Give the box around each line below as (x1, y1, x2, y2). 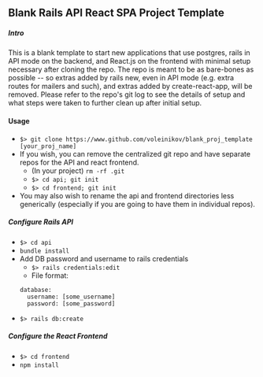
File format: (31, 271, 69, 280)
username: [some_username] (27, 293, 116, 301)
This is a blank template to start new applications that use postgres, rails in (8, 48, 250, 57)
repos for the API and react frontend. (19, 157, 139, 167)
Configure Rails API (8, 217, 73, 227)
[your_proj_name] (19, 142, 77, 150)
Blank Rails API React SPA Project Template (8, 6, 224, 20)
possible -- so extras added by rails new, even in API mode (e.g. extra (8, 73, 235, 83)
